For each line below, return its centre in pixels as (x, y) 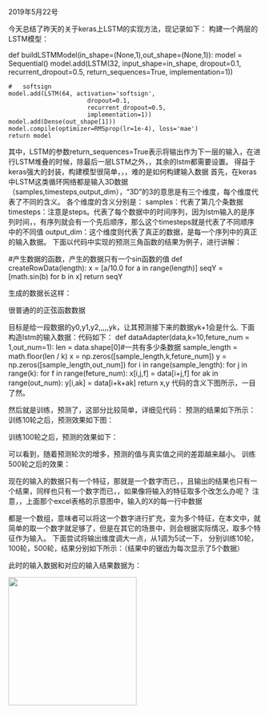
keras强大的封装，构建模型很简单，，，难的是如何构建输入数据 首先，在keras (133, 172)
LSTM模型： (29, 39)
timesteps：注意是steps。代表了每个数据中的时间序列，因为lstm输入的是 (128, 212)
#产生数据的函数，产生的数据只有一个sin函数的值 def (95, 259)
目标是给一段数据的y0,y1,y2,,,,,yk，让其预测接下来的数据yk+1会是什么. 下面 (132, 327)
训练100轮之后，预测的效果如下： (63, 437)
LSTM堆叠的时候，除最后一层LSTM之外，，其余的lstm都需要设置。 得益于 (135, 162)
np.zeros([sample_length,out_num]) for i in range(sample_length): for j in (128, 365)
